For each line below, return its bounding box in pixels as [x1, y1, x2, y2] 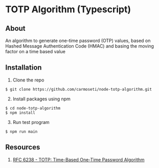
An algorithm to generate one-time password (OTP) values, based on [5, 37, 151, 44]
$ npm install [5, 110, 36, 115]
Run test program [12, 119, 50, 125]
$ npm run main [5, 129, 38, 134]
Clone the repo [12, 77, 44, 83]
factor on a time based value [5, 49, 65, 54]
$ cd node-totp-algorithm [5, 106, 60, 111]
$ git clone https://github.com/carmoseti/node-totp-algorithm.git [5, 87, 152, 92]
